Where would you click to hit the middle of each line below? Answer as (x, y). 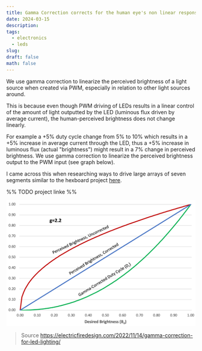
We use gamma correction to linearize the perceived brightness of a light (96, 81)
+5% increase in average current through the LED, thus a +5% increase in (98, 143)
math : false (21, 63)
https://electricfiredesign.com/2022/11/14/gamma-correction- (117, 335)
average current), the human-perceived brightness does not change (91, 118)
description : (23, 25)
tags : (13, 32)
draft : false (23, 57)
